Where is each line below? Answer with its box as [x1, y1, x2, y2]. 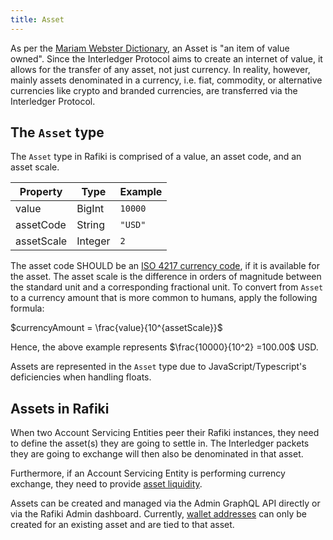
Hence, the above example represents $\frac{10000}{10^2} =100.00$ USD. [10, 341, 319, 353]
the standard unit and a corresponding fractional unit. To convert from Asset [10, 281, 324, 293]
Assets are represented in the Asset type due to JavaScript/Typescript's [10, 361, 307, 373]
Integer [76, 234, 111, 248]
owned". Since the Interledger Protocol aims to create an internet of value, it [10, 52, 323, 65]
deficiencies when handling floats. [10, 371, 152, 383]
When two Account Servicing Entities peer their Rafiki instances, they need [10, 427, 320, 439]
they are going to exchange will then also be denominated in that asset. [10, 448, 304, 460]
